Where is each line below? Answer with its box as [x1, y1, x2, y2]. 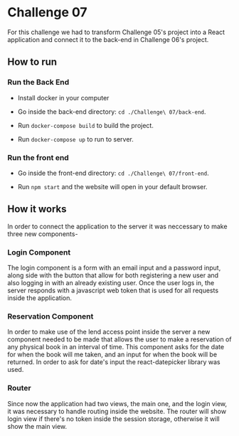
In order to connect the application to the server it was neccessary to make [7, 222, 228, 230]
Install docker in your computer [17, 93, 110, 102]
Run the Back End [7, 78, 70, 87]
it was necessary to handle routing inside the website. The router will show [7, 407, 226, 415]
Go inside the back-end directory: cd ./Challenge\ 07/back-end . [17, 107, 206, 116]
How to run [7, 56, 58, 68]
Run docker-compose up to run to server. [17, 134, 134, 143]
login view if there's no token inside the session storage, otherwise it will [7, 414, 220, 423]
